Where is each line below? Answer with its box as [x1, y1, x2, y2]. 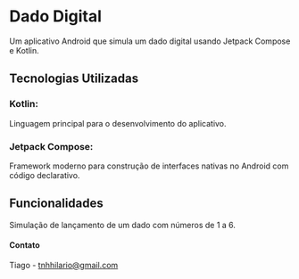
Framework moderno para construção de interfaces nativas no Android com [9, 160, 289, 171]
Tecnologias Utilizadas [9, 71, 139, 86]
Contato [9, 240, 40, 250]
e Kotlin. [9, 45, 40, 55]
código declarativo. [9, 169, 80, 180]
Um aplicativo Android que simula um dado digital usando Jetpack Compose [9, 36, 291, 46]
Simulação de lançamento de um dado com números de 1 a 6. [9, 219, 237, 230]
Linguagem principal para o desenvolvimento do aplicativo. [9, 118, 227, 128]
